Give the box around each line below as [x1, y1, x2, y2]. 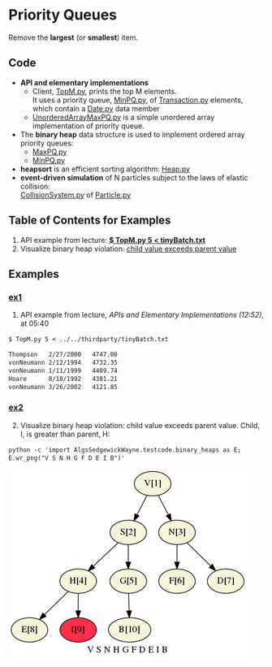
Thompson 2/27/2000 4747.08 [8, 351, 118, 359]
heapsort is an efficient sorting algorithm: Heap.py [19, 164, 191, 174]
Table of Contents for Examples [8, 214, 171, 227]
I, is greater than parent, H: [19, 429, 110, 439]
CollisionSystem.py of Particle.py [19, 189, 132, 200]
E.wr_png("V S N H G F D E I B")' [8, 453, 126, 462]
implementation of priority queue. [32, 120, 145, 131]
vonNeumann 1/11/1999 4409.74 [8, 367, 118, 375]
